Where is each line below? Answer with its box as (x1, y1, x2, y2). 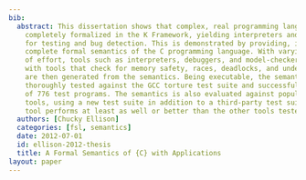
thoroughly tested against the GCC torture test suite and (25, 81, 255, 90)
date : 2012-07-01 (16, 132, 83, 141)
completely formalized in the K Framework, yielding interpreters (25, 30, 283, 39)
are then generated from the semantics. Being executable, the (25, 73, 271, 82)
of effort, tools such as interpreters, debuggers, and (25, 55, 243, 65)
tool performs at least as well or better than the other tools (25, 106, 275, 115)
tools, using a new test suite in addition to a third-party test (25, 97, 283, 107)
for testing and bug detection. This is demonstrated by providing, (25, 38, 291, 48)
